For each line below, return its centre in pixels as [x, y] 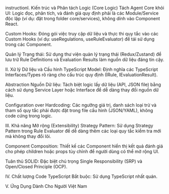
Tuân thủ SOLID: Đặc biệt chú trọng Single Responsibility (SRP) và [74, 161]
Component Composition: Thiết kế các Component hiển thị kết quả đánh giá [84, 146]
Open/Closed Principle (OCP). [36, 166]
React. [12, 24]
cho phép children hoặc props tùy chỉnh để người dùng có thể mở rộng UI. [82, 151]
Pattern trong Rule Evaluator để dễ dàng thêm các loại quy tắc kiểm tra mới [83, 131]
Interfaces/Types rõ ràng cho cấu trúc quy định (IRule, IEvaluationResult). [81, 75]
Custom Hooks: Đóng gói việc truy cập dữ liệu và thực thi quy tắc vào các [82, 34]
